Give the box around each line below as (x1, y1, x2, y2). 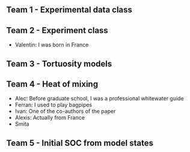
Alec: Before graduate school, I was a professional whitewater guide (14, 95, 185, 102)
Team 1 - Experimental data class (6, 5, 132, 15)
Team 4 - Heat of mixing (6, 79, 98, 89)
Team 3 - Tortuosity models (6, 58, 112, 68)
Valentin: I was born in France (14, 41, 89, 49)
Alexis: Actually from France (14, 114, 85, 121)
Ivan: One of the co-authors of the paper (14, 108, 116, 115)
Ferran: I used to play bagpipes (14, 102, 93, 109)
